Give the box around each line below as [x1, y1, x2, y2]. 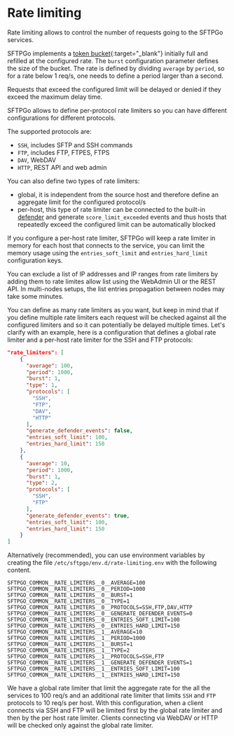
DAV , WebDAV [17, 156, 57, 164]
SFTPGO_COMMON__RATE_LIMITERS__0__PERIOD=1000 [7, 586, 146, 593]
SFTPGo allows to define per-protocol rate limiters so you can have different [7, 106, 228, 114]
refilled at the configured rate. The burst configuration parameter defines [7, 56, 219, 65]
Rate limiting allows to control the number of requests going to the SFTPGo [7, 28, 223, 36]
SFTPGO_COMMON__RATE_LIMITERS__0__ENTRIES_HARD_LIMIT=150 [7, 622, 180, 629]
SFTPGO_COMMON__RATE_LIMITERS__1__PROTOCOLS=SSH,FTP [7, 653, 165, 660]
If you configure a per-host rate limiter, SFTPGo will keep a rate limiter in [7, 234, 216, 242]
